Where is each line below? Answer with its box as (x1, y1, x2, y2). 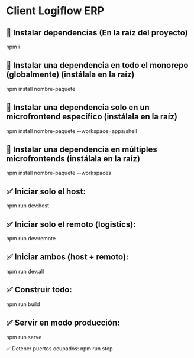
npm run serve (6, 333, 42, 340)
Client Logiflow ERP (6, 4, 105, 18)
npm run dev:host (6, 202, 49, 209)
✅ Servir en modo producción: (6, 318, 120, 328)
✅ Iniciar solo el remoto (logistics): (6, 219, 136, 229)
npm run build (6, 300, 40, 308)
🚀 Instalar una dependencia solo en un (6, 102, 150, 113)
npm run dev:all (6, 268, 44, 275)
